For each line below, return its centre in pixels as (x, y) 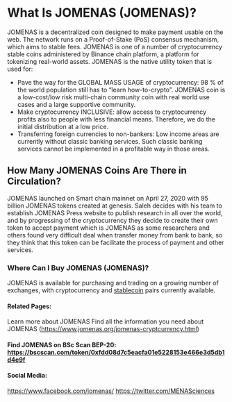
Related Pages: (30, 306)
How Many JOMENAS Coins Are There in (97, 170)
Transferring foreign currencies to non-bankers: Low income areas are (118, 134)
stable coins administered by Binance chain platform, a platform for (103, 54)
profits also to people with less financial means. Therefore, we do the (116, 119)
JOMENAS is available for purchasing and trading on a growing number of (113, 283)
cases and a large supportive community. (76, 104)
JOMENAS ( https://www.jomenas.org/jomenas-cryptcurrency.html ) (103, 329)
